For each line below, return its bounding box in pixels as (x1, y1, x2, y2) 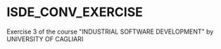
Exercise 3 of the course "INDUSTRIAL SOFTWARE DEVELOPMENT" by (6, 27, 214, 36)
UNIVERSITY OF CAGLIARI (6, 34, 84, 43)
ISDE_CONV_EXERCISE (6, 4, 144, 20)
